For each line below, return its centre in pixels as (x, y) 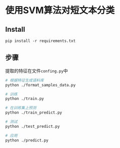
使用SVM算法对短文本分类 (60, 10)
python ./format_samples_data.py (41, 85)
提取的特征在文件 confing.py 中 (37, 71)
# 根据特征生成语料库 (25, 80)
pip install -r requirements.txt (41, 41)
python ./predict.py (27, 140)
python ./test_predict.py (32, 126)
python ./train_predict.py (34, 113)
